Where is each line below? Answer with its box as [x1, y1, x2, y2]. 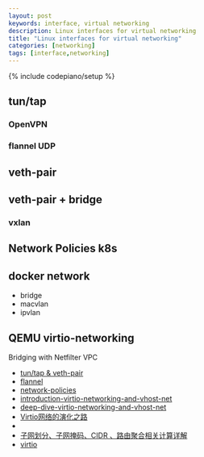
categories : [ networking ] [8, 42, 95, 50]
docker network [8, 269, 90, 283]
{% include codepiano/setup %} [8, 72, 115, 81]
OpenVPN [8, 118, 48, 130]
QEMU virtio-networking [8, 331, 135, 345]
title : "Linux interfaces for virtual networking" [8, 34, 182, 43]
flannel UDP [8, 140, 56, 152]
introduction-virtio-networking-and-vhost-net [19, 393, 173, 403]
